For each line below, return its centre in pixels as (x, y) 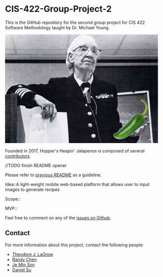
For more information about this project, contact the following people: (74, 245)
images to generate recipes (32, 189)
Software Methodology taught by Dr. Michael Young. (57, 27)
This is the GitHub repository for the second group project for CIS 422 (75, 22)
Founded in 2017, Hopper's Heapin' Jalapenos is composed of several (75, 151)
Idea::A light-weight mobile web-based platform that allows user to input (77, 184)
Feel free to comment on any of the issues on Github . (58, 218)
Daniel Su (22, 270)
